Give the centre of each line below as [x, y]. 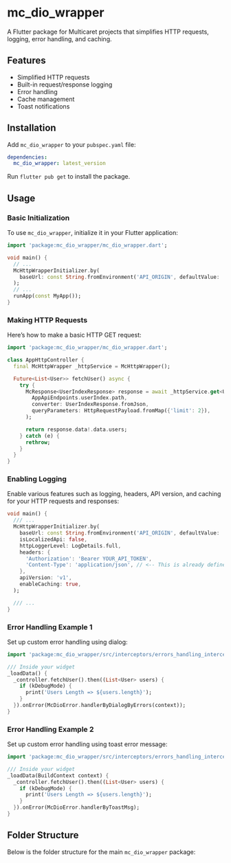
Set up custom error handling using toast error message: [87, 744]
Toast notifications [43, 106]
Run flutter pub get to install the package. [69, 177]
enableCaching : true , [50, 584]
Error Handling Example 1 [50, 627]
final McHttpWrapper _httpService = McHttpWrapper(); [92, 366]
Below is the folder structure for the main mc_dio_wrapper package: [101, 852]
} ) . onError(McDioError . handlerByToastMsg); [76, 808]
